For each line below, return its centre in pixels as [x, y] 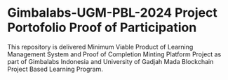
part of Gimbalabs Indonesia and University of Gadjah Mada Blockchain [110, 61]
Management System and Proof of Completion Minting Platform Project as [114, 54]
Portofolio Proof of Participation [102, 27]
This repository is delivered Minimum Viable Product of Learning [100, 47]
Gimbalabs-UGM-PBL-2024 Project [112, 13]
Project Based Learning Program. [55, 69]
